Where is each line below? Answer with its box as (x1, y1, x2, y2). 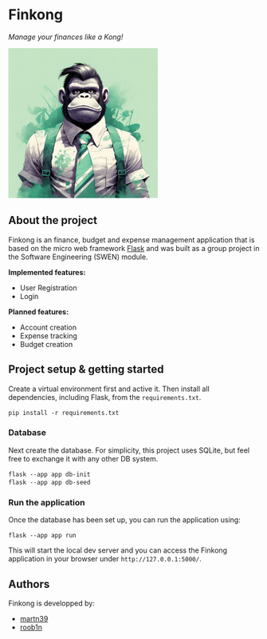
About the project (8, 214, 98, 227)
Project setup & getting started (8, 362, 164, 377)
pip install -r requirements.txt (8, 409, 120, 417)
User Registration (19, 282, 77, 293)
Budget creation (19, 339, 73, 349)
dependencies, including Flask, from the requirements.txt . (8, 392, 202, 401)
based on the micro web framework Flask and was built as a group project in (8, 243, 260, 253)
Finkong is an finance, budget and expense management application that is (8, 234, 255, 245)
